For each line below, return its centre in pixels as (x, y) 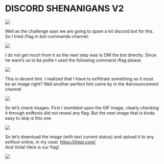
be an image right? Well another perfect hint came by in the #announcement (82, 84)
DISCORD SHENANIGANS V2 (64, 9)
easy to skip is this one (28, 118)
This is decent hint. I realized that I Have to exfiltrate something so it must (79, 79)
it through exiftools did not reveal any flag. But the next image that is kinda (80, 113)
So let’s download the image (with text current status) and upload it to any (80, 137)
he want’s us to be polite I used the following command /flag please (73, 60)
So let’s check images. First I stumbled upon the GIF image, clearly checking (82, 107)
